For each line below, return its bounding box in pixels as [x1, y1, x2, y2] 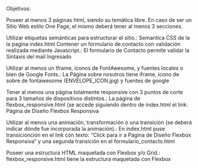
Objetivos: [6, 5, 31, 12]
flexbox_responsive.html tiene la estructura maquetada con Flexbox [6, 156, 171, 162]
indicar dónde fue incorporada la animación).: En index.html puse [6, 125, 165, 132]
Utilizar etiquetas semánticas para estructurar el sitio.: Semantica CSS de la [6, 34, 190, 41]
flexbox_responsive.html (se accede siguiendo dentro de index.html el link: [6, 101, 188, 108]
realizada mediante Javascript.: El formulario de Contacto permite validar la [6, 47, 190, 54]
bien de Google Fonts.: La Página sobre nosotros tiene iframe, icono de [6, 71, 180, 77]
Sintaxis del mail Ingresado [6, 53, 72, 60]
